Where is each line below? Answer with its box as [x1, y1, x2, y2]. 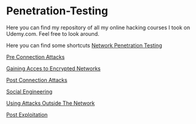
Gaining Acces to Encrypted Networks [6, 64, 101, 72]
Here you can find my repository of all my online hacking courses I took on [6, 24, 191, 31]
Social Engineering [6, 88, 53, 95]
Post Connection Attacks [6, 76, 68, 83]
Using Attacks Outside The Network [6, 100, 95, 107]
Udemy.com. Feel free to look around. [6, 30, 99, 37]
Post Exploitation [6, 111, 48, 118]
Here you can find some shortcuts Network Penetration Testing [6, 42, 162, 49]
